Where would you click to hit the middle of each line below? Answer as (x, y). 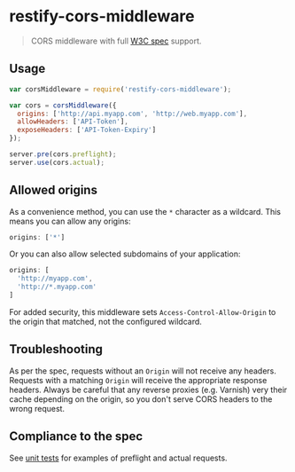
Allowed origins (53, 190)
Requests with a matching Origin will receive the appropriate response (138, 380)
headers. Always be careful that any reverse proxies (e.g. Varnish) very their (148, 389)
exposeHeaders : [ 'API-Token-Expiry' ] (87, 130)
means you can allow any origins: (70, 221)
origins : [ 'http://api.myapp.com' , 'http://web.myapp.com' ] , (132, 114)
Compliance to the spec (76, 437)
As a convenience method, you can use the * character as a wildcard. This (145, 211)
